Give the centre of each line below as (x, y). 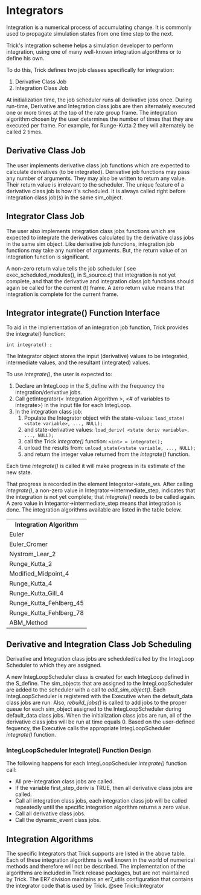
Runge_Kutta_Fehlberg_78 (47, 613)
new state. (19, 472)
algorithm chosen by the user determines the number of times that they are (100, 119)
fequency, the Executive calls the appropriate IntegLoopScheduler (88, 728)
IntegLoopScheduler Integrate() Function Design (79, 751)
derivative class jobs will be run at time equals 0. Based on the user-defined (101, 722)
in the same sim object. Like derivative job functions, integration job (90, 244)
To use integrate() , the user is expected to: (59, 374)
